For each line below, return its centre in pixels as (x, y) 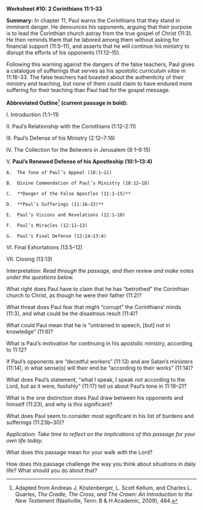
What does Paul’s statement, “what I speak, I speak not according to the (96, 379)
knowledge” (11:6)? (30, 332)
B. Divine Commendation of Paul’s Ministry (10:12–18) (78, 183)
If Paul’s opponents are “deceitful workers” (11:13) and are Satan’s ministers (100, 361)
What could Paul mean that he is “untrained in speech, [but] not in (88, 325)
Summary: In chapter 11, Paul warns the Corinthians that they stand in (93, 20)
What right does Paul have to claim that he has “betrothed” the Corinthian (98, 289)
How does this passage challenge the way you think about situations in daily (101, 464)
